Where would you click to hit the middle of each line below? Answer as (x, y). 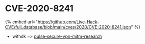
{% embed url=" (22, 22)
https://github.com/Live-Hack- (68, 22)
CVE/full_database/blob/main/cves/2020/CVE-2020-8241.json (68, 27)
